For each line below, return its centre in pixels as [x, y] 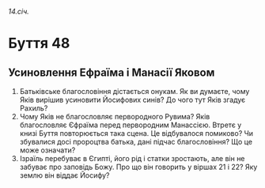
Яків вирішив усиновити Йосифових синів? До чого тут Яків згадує [132, 100]
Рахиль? [34, 108]
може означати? [47, 150]
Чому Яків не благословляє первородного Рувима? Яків [115, 117]
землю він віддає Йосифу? [64, 175]
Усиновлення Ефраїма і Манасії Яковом [112, 72]
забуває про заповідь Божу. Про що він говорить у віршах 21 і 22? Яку [138, 167]
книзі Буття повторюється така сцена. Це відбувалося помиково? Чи [136, 133]
